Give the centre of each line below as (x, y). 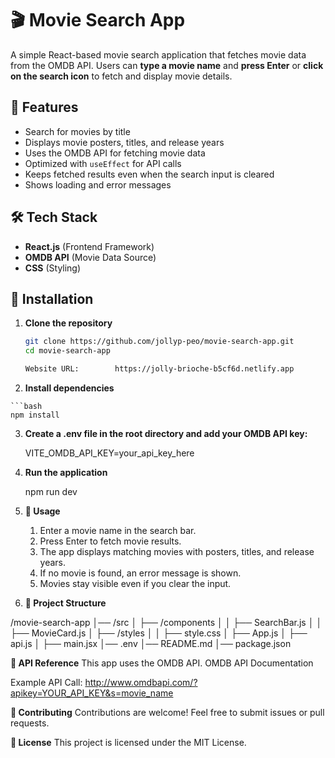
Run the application (66, 472)
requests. (30, 723)
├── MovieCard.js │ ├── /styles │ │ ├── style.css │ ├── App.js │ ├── (159, 633)
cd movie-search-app (67, 351)
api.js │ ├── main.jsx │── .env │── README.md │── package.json (151, 643)
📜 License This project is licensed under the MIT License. (128, 742)
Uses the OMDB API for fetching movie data (115, 153)
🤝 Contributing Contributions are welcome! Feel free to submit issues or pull (167, 712)
